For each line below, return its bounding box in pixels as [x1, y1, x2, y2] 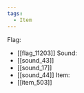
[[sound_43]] [17, 56, 54, 64]
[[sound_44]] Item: [17, 70, 70, 79]
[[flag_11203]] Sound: [17, 49, 77, 57]
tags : [7, 10, 23, 17]
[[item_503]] [17, 78, 53, 86]
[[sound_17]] [17, 63, 52, 72]
